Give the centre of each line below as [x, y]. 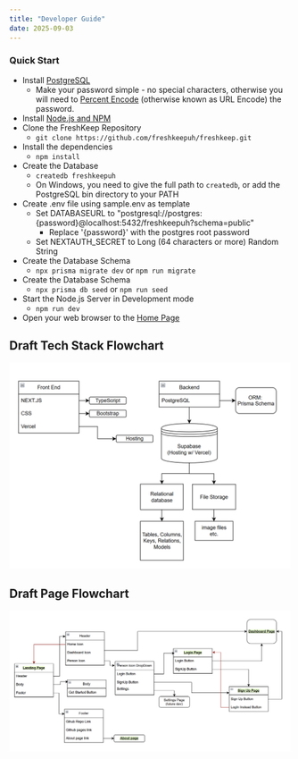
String [46, 251]
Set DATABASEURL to [75, 213]
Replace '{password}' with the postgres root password [149, 232]
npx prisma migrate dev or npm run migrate [116, 270]
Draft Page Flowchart [69, 594]
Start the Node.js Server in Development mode [108, 299]
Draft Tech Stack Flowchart [87, 346]
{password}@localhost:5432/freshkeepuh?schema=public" [145, 223]
